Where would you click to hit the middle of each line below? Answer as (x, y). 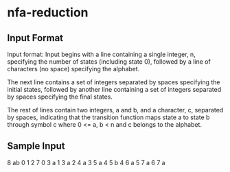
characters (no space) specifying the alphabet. (73, 69)
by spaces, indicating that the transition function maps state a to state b (108, 117)
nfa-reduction (48, 13)
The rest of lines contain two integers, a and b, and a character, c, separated (115, 110)
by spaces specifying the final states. (60, 97)
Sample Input (36, 146)
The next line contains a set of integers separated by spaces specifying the (114, 82)
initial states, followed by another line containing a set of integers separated (114, 89)
